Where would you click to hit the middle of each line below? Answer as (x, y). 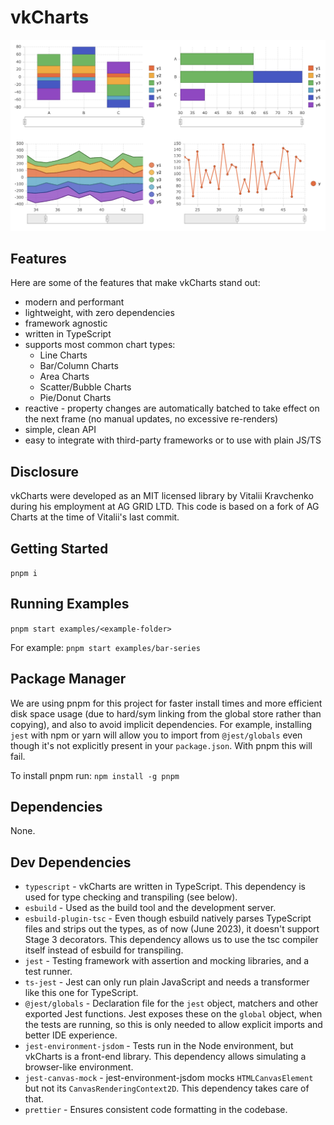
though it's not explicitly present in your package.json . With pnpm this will (161, 745)
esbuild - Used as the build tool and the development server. (150, 908)
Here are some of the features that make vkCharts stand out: (135, 283)
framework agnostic (66, 323)
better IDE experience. (71, 1035)
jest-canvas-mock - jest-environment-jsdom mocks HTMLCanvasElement (169, 1078)
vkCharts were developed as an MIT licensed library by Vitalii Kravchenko (162, 496)
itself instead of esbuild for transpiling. (104, 950)
